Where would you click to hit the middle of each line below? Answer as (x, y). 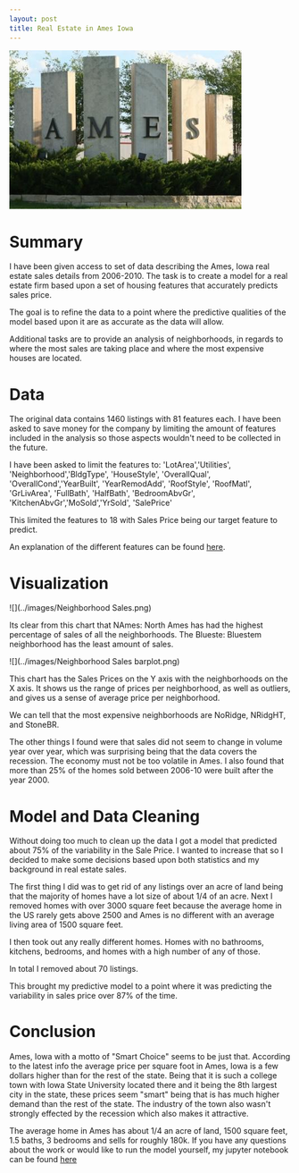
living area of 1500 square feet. (66, 924)
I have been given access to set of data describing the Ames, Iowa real (140, 266)
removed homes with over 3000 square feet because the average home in (146, 906)
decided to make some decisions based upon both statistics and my (134, 860)
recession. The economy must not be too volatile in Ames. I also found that (147, 761)
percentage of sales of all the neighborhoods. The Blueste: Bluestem (135, 635)
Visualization (59, 583)
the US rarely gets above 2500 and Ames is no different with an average (142, 916)
